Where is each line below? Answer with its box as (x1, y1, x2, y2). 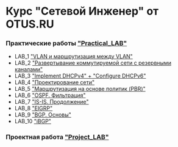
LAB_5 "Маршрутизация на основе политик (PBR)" (14, 85, 146, 93)
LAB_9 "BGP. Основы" (14, 111, 71, 118)
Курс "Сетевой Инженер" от (5, 4, 159, 18)
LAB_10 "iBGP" (14, 118, 51, 125)
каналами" (14, 66, 43, 73)
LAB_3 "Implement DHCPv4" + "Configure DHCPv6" (14, 72, 146, 80)
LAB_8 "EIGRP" (14, 105, 53, 112)
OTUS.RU (5, 17, 54, 31)
